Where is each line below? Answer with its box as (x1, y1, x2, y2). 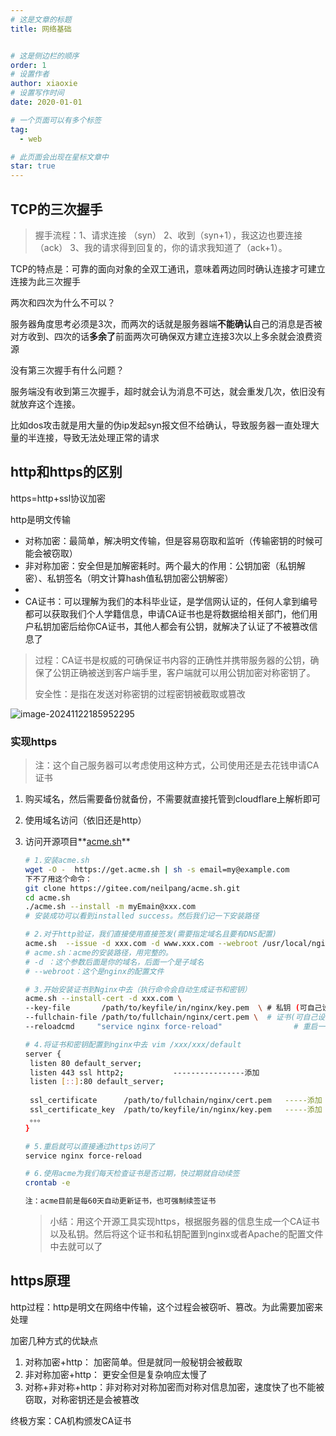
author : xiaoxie (10, 79, 78, 89)
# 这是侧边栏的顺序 (10, 51, 80, 61)
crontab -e (24, 1178, 71, 1188)
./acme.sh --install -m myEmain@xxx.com (24, 902, 196, 912)
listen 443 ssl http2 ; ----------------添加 (29, 1067, 260, 1078)
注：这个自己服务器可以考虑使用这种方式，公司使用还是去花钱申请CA (34, 759, 320, 771)
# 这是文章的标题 (10, 14, 72, 25)
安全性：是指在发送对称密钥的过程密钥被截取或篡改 (34, 687, 246, 700)
